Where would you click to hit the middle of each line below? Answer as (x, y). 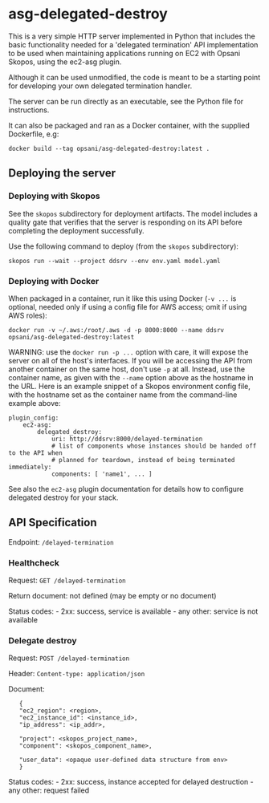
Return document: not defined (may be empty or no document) (112, 596)
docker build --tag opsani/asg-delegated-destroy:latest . (109, 148)
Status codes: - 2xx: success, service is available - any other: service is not (133, 611)
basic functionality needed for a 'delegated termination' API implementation (133, 44)
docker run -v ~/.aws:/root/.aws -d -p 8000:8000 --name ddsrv (116, 330)
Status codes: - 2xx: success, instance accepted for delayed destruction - (131, 782)
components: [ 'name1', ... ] (102, 474)
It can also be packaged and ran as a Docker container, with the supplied (129, 125)
